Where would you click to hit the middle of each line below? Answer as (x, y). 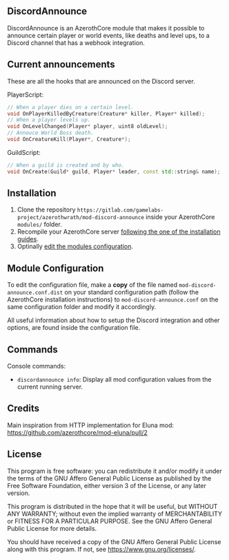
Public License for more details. (52, 528)
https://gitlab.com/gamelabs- (120, 210)
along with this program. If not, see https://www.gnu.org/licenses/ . (102, 549)
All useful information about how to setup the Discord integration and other (113, 320)
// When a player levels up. (49, 120)
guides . (28, 239)
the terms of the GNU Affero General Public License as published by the (109, 478)
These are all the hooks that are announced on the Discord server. (101, 81)
